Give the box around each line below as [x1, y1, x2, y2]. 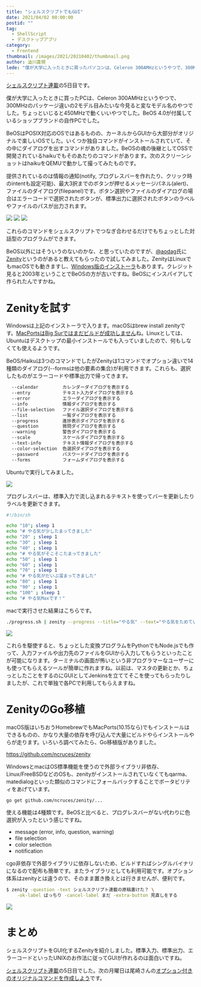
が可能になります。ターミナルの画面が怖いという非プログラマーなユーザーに [6, 656, 194, 664]
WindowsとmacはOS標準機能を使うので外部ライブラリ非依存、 [6, 763, 163, 770]
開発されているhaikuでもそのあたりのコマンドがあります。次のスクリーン [6, 152, 187, 160]
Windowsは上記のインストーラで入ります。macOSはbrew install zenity [6, 322, 181, 329]
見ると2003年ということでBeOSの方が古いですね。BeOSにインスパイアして [6, 271, 193, 278]
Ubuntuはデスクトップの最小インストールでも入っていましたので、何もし [6, 337, 187, 344]
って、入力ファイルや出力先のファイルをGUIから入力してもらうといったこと [6, 649, 193, 656]
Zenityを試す [6, 301, 71, 315]
